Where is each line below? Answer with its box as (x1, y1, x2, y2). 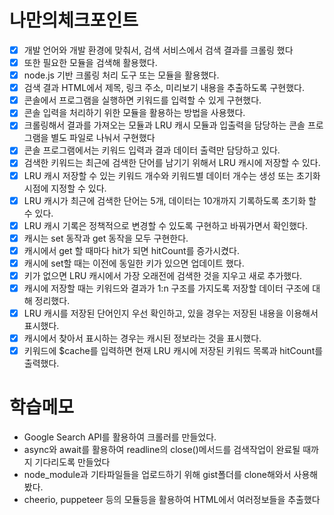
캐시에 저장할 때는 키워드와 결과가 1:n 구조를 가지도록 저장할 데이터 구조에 (23, 282, 311, 294)
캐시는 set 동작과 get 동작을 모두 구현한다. (23, 232, 189, 244)
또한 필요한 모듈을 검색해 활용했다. (23, 57, 158, 68)
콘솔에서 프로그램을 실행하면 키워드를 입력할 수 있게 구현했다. (23, 94, 262, 106)
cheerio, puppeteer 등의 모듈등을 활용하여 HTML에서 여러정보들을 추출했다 (23, 494, 321, 506)
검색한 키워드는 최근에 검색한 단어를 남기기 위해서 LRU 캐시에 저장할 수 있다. (23, 157, 321, 169)
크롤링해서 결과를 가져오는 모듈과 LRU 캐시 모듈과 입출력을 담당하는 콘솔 (23, 119, 306, 131)
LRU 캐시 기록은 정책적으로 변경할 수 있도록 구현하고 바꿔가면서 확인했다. (23, 219, 308, 231)
